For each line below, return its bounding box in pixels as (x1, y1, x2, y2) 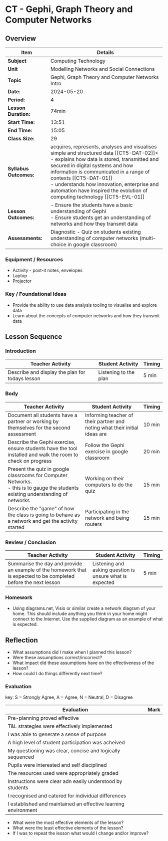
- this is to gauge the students (7, 484, 79, 491)
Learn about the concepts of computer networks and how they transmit (12, 312, 160, 319)
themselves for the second (7, 424, 70, 431)
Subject (7, 58, 26, 64)
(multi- (139, 235, 156, 242)
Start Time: (7, 119, 35, 126)
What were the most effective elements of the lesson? (12, 819, 124, 825)
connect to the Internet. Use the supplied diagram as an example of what (12, 616, 163, 622)
